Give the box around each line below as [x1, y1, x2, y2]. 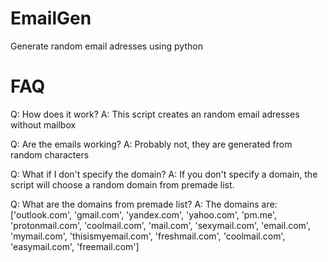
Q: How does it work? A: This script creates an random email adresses [10, 108, 300, 120]
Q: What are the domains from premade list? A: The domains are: [10, 198, 278, 210]
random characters [10, 148, 90, 161]
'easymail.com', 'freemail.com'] [10, 240, 140, 252]
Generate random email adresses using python [10, 40, 203, 52]
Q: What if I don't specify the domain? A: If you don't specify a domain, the [10, 168, 318, 180]
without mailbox [10, 118, 77, 131]
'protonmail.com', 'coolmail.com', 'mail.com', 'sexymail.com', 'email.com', [10, 219, 311, 231]
